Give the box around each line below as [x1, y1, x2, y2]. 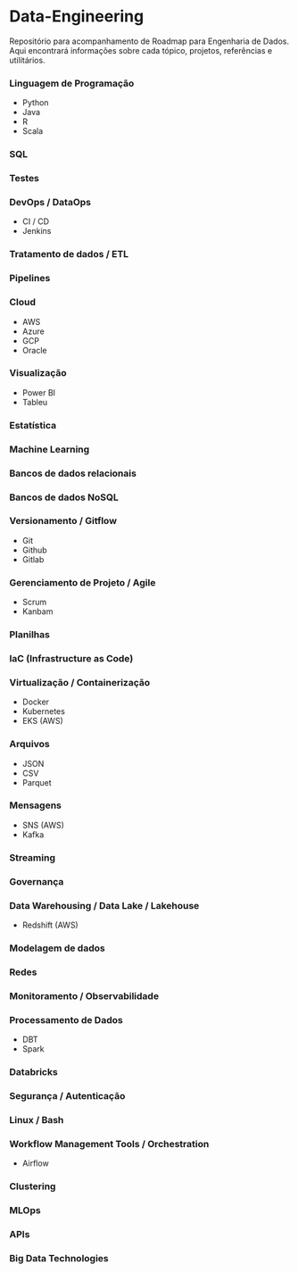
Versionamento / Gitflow [9, 515, 118, 528]
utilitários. [9, 54, 46, 65]
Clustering [9, 1180, 56, 1193]
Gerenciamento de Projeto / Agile [9, 576, 156, 588]
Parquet [21, 777, 52, 787]
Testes [9, 172, 40, 185]
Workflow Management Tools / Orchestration [9, 1137, 210, 1150]
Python [21, 97, 49, 108]
